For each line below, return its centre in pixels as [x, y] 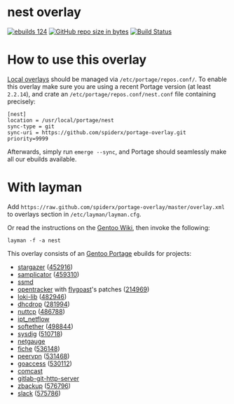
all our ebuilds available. [42, 159]
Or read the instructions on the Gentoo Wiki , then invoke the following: [109, 227]
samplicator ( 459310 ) [48, 274]
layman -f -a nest [34, 240]
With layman [45, 188]
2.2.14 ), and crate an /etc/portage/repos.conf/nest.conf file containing [111, 94]
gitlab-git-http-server [48, 378]
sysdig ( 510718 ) [40, 333]
